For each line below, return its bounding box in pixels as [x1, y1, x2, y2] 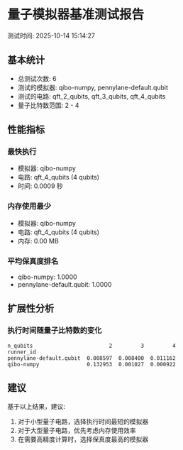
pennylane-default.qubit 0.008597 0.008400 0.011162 [7, 354, 176, 362]
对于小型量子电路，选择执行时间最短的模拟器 [17, 417, 149, 426]
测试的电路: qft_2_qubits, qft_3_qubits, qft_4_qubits [17, 92, 166, 100]
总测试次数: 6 [17, 74, 57, 82]
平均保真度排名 [7, 256, 59, 266]
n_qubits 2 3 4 [7, 342, 176, 349]
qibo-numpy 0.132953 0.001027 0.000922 [7, 361, 176, 368]
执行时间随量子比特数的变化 [7, 326, 102, 336]
